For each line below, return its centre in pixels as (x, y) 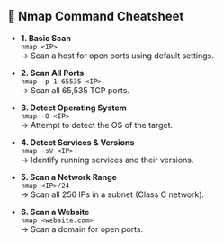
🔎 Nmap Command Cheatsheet (96, 17)
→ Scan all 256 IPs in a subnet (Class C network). (112, 194)
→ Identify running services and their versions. (107, 160)
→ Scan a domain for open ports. (82, 229)
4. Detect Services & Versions (77, 142)
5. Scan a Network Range (69, 177)
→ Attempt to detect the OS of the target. (97, 125)
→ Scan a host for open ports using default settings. (117, 56)
